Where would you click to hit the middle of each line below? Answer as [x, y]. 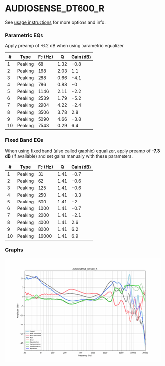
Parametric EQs [24, 35]
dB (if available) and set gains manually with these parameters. [69, 156]
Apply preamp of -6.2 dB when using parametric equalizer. [65, 46]
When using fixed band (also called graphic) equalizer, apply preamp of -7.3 [82, 151]
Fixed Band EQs [24, 140]
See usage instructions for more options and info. [56, 22]
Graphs [14, 250]
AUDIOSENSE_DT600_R [55, 9]
